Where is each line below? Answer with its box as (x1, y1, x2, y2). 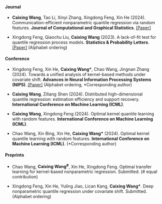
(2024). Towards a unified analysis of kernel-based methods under (12, 72, 146, 78)
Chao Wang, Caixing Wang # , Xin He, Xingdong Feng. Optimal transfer (12, 163, 152, 170)
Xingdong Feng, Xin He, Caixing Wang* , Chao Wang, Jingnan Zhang (12, 66, 149, 72)
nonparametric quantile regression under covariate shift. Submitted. (12, 188, 147, 194)
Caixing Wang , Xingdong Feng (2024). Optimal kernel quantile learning (12, 111, 154, 117)
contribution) (12, 174, 38, 180)
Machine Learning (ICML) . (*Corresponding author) (12, 141, 117, 147)
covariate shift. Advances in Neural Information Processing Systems (12, 77, 151, 82)
